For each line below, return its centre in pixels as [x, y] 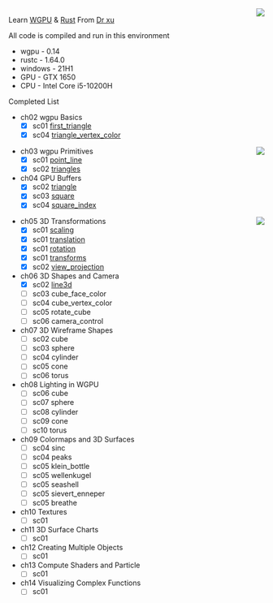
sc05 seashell [56, 484]
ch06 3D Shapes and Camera [69, 276]
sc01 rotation [54, 248]
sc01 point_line [57, 160]
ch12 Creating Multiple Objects [71, 548]
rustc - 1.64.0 [42, 60]
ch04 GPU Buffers [51, 179]
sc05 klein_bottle [61, 466]
